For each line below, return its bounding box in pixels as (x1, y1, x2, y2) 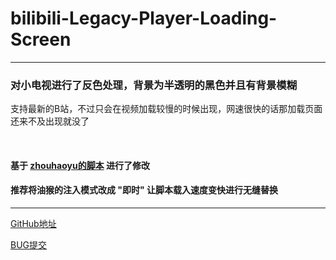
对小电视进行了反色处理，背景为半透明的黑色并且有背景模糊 (10, 78, 298, 92)
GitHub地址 (10, 218, 57, 230)
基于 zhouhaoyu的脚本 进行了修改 (10, 159, 151, 171)
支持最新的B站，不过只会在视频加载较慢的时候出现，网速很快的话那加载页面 (10, 103, 323, 115)
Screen (10, 28, 72, 51)
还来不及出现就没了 (10, 115, 90, 127)
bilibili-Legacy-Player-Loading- (10, 7, 278, 30)
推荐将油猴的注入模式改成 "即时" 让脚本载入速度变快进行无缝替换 (10, 184, 279, 196)
